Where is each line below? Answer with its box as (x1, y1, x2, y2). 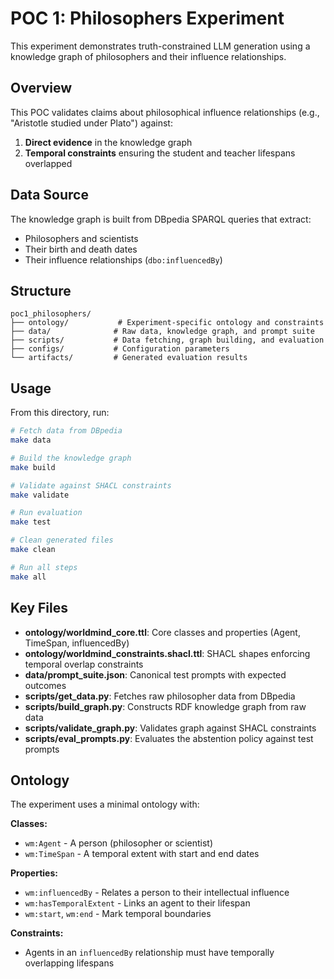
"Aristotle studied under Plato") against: (10, 117, 173, 129)
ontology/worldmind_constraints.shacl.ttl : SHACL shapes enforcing (24, 647, 311, 659)
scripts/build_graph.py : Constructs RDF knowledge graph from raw (24, 700, 307, 712)
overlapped (24, 157, 73, 169)
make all (10, 572, 47, 582)
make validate (10, 490, 70, 500)
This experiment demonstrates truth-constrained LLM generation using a (10, 40, 311, 52)
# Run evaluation (10, 508, 83, 518)
